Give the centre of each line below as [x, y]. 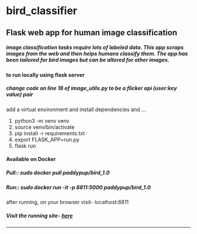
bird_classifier [42, 11]
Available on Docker [31, 159]
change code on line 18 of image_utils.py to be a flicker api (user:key [91, 88]
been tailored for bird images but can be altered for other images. [88, 60]
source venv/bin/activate [45, 127]
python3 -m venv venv [42, 121]
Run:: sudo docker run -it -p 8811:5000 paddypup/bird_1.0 [79, 188]
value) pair [20, 95]
